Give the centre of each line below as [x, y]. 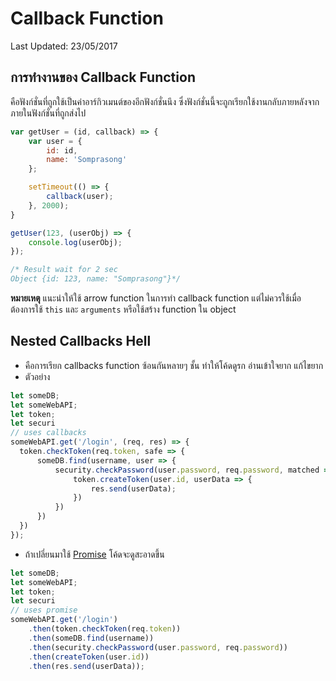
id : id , [62, 150]
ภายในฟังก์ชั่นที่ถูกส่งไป [48, 113]
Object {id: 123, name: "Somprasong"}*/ [96, 279]
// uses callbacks [48, 433]
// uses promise [44, 610]
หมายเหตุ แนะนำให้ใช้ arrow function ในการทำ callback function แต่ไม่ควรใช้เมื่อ [156, 298]
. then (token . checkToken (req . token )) [105, 629]
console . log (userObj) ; [75, 242]
